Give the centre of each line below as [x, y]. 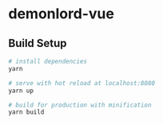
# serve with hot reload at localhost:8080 [82, 83]
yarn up [21, 91]
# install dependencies [48, 61]
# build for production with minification [80, 105]
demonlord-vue [61, 14]
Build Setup [38, 43]
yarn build [26, 112]
